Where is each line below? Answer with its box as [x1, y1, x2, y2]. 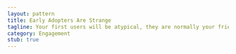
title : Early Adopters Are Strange [7, 17, 112, 24]
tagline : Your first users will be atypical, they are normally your [7, 23, 216, 30]
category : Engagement [7, 29, 71, 37]
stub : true [7, 36, 39, 43]
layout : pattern [7, 10, 55, 18]
